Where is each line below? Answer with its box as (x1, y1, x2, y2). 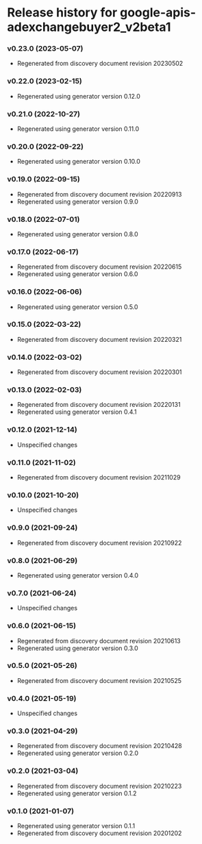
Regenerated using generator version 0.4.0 (16, 571, 139, 580)
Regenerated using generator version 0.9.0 (16, 197, 139, 206)
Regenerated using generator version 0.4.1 (16, 408, 137, 416)
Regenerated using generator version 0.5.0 (16, 303, 138, 311)
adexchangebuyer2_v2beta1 (7, 19, 171, 35)
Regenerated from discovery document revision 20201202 (16, 829, 182, 837)
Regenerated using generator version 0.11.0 (16, 125, 140, 133)
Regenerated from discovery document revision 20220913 (16, 190, 182, 198)
